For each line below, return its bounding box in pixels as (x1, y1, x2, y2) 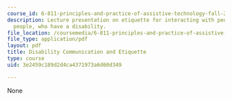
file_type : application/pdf (7, 36, 88, 43)
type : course (7, 55, 45, 62)
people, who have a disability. (13, 23, 107, 30)
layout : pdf (7, 42, 41, 49)
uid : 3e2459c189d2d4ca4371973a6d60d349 (7, 61, 122, 68)
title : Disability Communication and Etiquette (7, 49, 147, 56)
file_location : (7, 29, 51, 37)
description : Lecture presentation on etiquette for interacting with (7, 17, 215, 23)
